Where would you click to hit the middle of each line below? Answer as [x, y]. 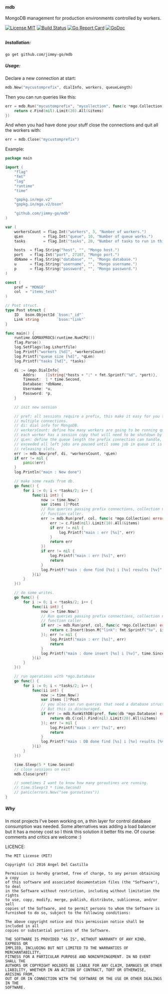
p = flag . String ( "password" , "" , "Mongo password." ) [76, 269]
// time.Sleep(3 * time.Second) [48, 788]
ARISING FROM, [20, 974]
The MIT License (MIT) [29, 856]
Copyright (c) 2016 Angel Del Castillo [47, 865]
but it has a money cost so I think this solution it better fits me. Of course [80, 832]
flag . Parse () [28, 343]
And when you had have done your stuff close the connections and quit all [82, 125]
